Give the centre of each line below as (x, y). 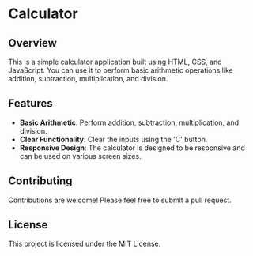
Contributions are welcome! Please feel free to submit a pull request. (120, 200)
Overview (33, 43)
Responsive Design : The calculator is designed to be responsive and (132, 148)
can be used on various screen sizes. (80, 156)
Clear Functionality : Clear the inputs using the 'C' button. (113, 139)
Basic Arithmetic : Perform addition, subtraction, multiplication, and (129, 122)
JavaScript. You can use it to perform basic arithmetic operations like (121, 70)
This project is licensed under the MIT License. (85, 244)
